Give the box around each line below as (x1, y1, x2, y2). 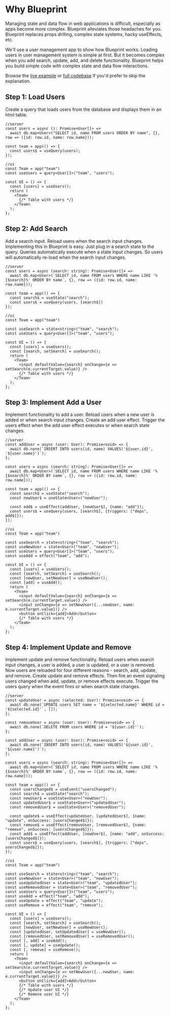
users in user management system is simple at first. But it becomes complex (5, 52, 165, 58)
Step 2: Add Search (5, 224, 67, 233)
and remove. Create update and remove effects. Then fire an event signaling (5, 673, 165, 679)
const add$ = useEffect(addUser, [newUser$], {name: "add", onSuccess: (10, 831, 165, 837)
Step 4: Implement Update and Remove (5, 643, 131, 652)
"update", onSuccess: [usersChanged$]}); (5, 818, 94, 823)
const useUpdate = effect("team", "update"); (5, 898, 103, 904)
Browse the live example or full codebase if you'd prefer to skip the (5, 72, 146, 78)
